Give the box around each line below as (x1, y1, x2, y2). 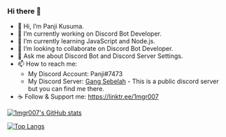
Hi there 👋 (7, 6, 42, 16)
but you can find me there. (27, 85, 105, 93)
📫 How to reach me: (17, 59, 78, 68)
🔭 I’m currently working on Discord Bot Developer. (17, 29, 162, 38)
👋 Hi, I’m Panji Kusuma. (17, 22, 84, 31)
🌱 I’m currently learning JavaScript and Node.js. (17, 37, 156, 45)
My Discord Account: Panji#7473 (27, 70, 123, 78)
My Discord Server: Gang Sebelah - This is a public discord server (27, 77, 219, 86)
